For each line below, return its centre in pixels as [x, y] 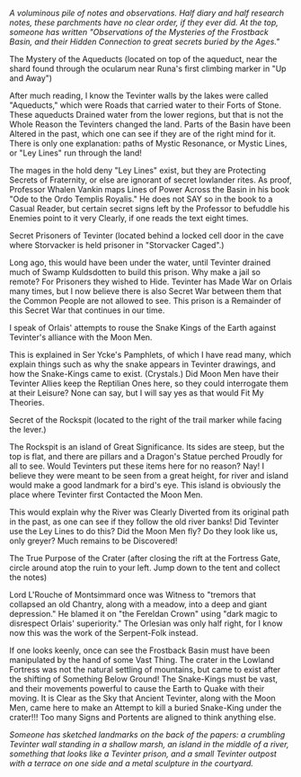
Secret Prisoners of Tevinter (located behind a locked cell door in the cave [147, 236]
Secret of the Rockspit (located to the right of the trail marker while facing [146, 420]
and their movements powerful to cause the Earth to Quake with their [137, 688]
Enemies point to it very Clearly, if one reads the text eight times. [129, 218]
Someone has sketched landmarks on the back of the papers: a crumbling [147, 735]
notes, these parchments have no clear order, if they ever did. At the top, [144, 22]
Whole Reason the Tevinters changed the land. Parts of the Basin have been [150, 124]
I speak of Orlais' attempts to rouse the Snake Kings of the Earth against [143, 328]
